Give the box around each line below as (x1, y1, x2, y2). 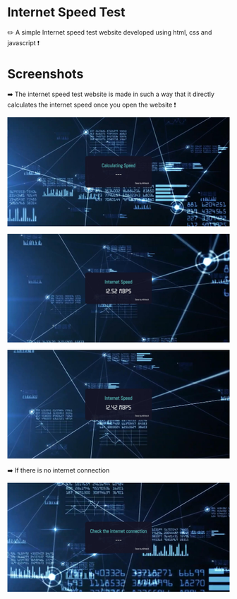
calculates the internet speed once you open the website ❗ (7, 100, 176, 109)
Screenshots (7, 66, 84, 82)
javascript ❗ (7, 38, 40, 47)
